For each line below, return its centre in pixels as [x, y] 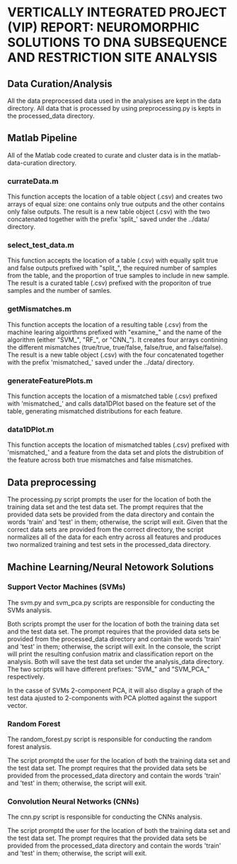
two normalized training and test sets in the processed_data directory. [109, 545]
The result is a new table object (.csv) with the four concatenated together [116, 355]
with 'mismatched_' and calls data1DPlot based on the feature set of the [111, 404]
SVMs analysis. [30, 610]
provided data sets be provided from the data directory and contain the [111, 514]
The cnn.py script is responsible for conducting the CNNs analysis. [105, 817]
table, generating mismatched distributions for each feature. [95, 411]
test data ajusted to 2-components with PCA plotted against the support [112, 698]
